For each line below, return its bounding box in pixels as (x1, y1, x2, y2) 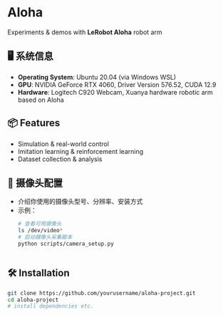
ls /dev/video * (17, 227, 63, 234)
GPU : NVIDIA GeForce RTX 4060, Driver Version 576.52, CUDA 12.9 (17, 80, 217, 89)
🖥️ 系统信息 (7, 51, 53, 63)
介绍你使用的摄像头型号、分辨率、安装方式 (17, 197, 143, 206)
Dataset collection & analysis (17, 155, 103, 163)
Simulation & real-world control (17, 140, 109, 148)
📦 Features (7, 117, 61, 129)
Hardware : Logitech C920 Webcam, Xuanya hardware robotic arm (17, 88, 214, 96)
